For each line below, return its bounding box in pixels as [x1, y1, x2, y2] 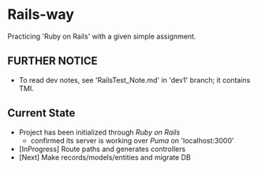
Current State [7, 106, 76, 120]
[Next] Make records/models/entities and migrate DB [18, 152, 191, 162]
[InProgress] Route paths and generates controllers [18, 144, 186, 153]
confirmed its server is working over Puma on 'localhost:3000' [30, 135, 234, 145]
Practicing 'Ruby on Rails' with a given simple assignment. [7, 31, 196, 41]
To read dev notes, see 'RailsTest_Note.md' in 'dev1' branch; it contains [18, 75, 251, 84]
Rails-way [7, 6, 74, 24]
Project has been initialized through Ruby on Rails [18, 128, 181, 137]
